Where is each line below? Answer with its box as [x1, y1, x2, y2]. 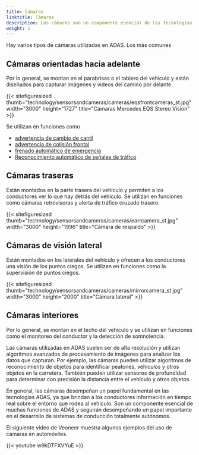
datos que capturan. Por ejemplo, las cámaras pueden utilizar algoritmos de [6, 356, 192, 363]
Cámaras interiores [6, 310, 79, 321]
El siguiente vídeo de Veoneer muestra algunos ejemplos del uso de [6, 423, 172, 431]
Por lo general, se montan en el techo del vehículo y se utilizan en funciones [6, 326, 193, 333]
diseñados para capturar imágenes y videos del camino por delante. [6, 81, 173, 88]
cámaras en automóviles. [6, 430, 68, 437]
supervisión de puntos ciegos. [6, 269, 80, 276]
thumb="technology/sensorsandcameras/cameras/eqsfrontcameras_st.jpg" [6, 99, 192, 106]
